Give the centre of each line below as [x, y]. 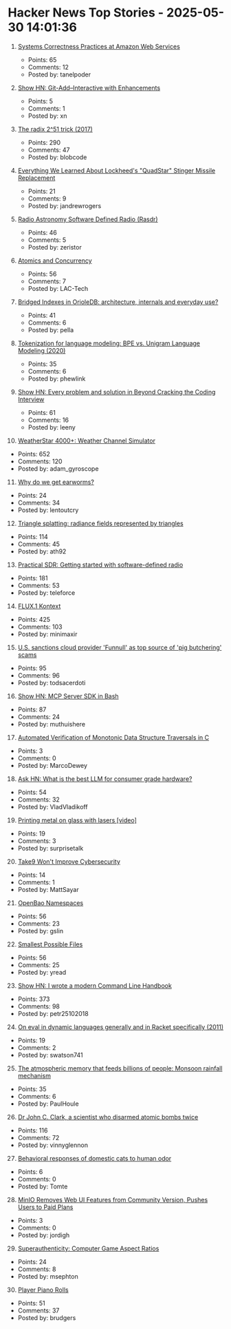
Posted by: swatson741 [50, 1055]
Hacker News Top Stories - [86, 13]
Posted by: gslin [41, 931]
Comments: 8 [37, 1269]
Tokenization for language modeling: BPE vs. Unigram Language [109, 343]
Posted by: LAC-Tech [58, 288]
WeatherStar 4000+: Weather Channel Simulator [86, 440]
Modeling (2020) [42, 350]
